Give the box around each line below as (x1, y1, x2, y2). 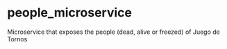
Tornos (7, 35, 28, 43)
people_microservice (7, 5, 132, 21)
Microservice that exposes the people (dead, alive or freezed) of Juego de (7, 28, 220, 36)
